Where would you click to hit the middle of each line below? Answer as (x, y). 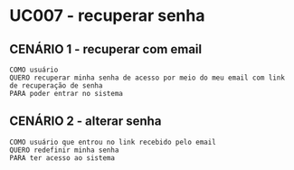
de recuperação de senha (56, 86)
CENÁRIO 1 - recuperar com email (105, 49)
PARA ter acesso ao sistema (62, 158)
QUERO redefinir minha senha (64, 150)
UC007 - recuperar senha (107, 16)
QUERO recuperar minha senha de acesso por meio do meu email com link (147, 78)
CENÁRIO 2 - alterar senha (85, 122)
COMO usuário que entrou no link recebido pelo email (113, 142)
